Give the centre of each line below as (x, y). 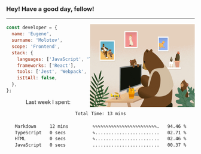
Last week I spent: (48, 102)
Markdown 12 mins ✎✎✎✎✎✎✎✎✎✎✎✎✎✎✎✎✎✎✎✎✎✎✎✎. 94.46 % (100, 126)
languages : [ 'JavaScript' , (51, 59)
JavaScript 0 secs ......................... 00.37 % (100, 145)
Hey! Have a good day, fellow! (50, 9)
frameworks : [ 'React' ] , (47, 65)
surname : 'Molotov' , (37, 41)
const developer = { (32, 28)
